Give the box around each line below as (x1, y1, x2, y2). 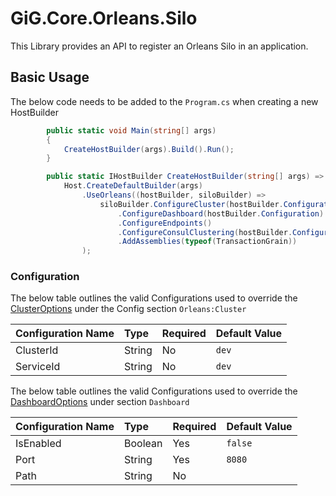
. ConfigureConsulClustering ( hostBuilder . (117, 227, 293, 237)
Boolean (123, 437, 163, 451)
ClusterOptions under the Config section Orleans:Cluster (10, 303, 247, 315)
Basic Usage (10, 69, 90, 86)
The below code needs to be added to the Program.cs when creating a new (10, 95, 319, 107)
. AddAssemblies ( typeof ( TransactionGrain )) (117, 237, 298, 247)
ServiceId (15, 360, 61, 374)
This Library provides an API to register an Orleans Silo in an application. (10, 40, 309, 52)
